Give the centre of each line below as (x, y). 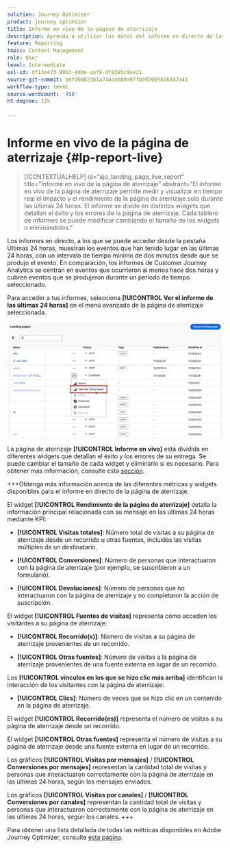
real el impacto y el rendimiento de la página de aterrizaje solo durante (123, 198)
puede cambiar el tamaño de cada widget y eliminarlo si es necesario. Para (113, 464)
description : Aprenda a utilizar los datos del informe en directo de (110, 36)
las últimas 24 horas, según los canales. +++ (70, 817)
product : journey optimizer (47, 22)
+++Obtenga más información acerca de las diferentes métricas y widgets (112, 484)
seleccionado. (27, 284)
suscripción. (35, 603)
